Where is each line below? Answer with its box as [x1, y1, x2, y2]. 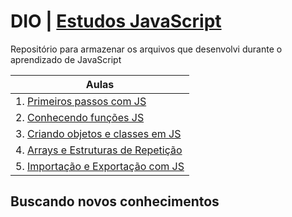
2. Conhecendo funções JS [15, 110, 145, 124]
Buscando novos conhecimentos [10, 193, 220, 210]
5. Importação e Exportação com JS [15, 159, 185, 173]
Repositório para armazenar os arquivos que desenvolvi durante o [10, 43, 283, 55]
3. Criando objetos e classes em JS [15, 126, 182, 140]
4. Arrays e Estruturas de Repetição [15, 143, 183, 157]
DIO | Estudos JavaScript [10, 10, 222, 33]
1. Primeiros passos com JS [15, 94, 147, 108]
